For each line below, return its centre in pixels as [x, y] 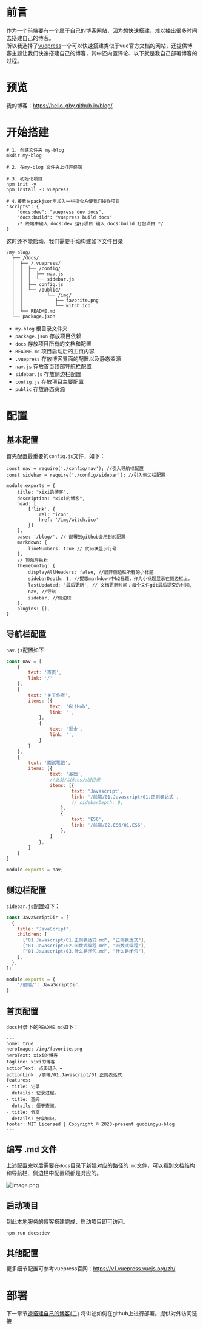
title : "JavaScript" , [44, 929]
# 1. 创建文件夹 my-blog [35, 150]
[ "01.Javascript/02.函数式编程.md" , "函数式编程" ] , [84, 946]
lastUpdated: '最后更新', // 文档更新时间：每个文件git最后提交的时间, [110, 585]
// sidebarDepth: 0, [97, 802]
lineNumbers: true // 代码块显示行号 [72, 548]
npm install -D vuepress [38, 189]
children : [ [32, 935]
